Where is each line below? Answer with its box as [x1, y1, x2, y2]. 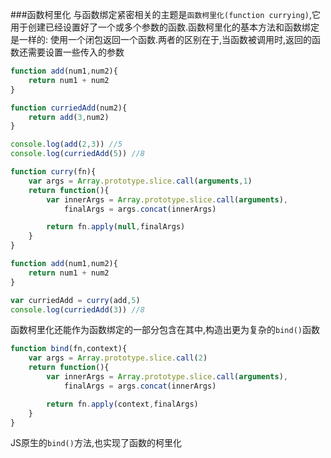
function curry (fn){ [10, 167, 97, 177]
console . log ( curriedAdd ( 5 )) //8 [10, 149, 145, 159]
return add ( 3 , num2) [28, 112, 110, 122]
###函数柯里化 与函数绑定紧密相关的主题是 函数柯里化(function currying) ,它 [10, 9, 322, 20]
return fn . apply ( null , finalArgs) [46, 222, 186, 232]
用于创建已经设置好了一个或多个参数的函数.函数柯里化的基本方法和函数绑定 [10, 21, 320, 33]
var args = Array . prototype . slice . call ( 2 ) [28, 353, 208, 363]
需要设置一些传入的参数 [27, 46, 125, 58]
